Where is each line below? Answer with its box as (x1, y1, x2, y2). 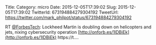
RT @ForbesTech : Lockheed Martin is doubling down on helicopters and (5, 24, 152, 30)
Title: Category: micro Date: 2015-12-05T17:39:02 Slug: (5, 4, 117, 10)
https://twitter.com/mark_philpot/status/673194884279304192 (5, 15, 132, 20)
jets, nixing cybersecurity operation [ (5, 29, 80, 35)
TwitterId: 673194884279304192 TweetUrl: (31, 9, 119, 15)
